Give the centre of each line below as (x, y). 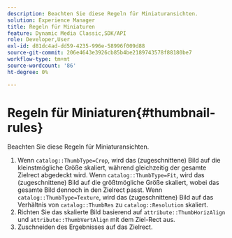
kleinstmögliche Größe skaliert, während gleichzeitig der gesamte (112, 168)
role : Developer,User (39, 40)
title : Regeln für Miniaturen (51, 27)
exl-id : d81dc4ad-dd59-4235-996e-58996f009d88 (76, 46)
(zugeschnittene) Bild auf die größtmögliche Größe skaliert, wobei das (118, 183)
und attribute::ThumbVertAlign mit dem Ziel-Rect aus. (96, 220)
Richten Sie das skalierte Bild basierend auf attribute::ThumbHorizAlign (121, 212)
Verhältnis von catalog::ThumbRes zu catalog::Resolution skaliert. (113, 205)
